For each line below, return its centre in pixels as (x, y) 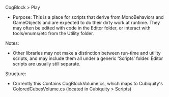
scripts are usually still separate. (46, 64)
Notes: (12, 43)
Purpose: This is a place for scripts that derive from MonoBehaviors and (88, 17)
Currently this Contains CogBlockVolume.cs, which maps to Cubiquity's (88, 84)
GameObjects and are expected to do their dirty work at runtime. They (86, 23)
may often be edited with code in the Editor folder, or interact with (81, 28)
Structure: (16, 74)
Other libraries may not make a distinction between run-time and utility (87, 53)
